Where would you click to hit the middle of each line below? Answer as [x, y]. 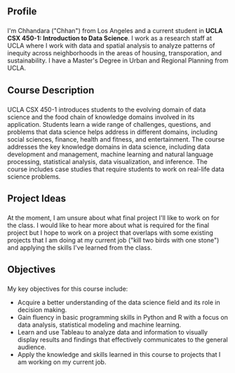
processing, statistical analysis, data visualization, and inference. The [108, 161]
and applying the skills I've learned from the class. [80, 247]
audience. [32, 347]
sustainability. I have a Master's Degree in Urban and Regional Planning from [118, 61]
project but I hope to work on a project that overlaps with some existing [110, 232]
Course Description [51, 90]
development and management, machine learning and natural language [110, 154]
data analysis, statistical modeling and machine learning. [99, 325]
